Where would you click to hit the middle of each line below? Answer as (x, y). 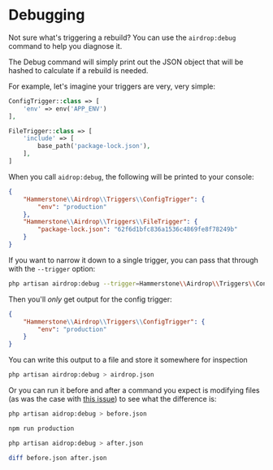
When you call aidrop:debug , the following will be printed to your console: (131, 176)
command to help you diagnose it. (65, 46)
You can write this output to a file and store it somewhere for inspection (128, 360)
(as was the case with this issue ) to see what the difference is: (113, 399)
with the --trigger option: (52, 268)
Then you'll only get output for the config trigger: (90, 299)
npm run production (41, 429)
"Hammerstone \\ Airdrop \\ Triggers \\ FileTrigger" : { (110, 222)
